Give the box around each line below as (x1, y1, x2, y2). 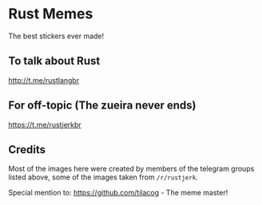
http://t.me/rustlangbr (8, 75, 80, 85)
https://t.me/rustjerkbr (8, 120, 81, 129)
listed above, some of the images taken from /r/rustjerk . (8, 172, 198, 182)
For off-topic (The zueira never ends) (8, 99, 197, 112)
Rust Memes (8, 5, 93, 23)
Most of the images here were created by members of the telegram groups (8, 164, 255, 174)
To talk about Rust (8, 54, 101, 68)
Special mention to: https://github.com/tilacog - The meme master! (8, 188, 228, 198)
